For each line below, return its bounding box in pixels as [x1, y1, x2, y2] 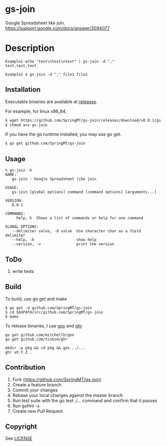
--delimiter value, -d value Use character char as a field [11, 229, 141, 234]
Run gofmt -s [12, 403, 40, 409]
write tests [12, 268, 34, 274]
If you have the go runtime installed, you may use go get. [5, 131, 122, 137]
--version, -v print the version [11, 242, 114, 247]
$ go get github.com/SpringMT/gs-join [5, 141, 85, 146]
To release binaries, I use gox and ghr [5, 322, 83, 328]
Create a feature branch [12, 382, 62, 387]
